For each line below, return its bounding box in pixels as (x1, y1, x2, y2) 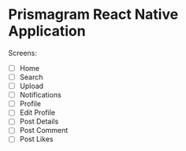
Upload (19, 81, 44, 91)
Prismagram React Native (8, 6, 179, 24)
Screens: (8, 48, 38, 57)
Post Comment (19, 126, 69, 135)
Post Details (19, 116, 59, 127)
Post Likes (19, 134, 54, 144)
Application (8, 22, 86, 40)
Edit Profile (19, 108, 56, 117)
